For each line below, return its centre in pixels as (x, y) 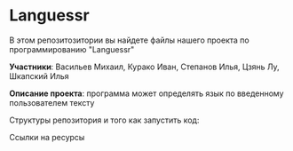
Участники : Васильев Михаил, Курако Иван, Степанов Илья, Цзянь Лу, (144, 67)
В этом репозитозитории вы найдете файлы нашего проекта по (130, 40)
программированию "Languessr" (72, 49)
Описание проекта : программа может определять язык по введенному (146, 93)
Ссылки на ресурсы (47, 137)
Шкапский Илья (39, 75)
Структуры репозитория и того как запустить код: (104, 120)
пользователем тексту (52, 102)
